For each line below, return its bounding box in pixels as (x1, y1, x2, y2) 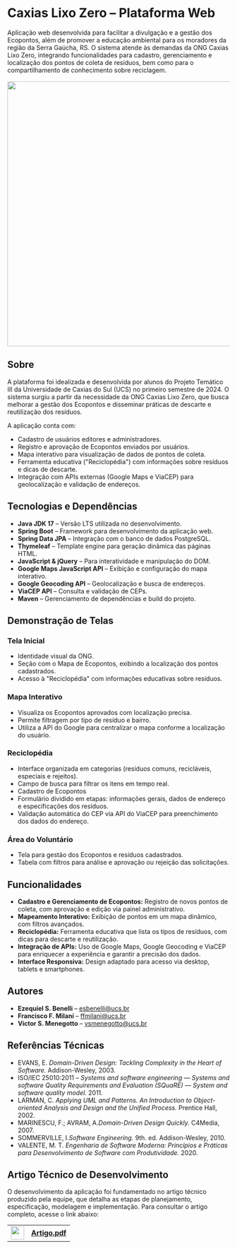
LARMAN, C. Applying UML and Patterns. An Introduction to (17, 1096, 193, 1104)
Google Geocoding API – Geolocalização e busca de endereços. (17, 579, 206, 588)
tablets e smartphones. (17, 964, 85, 973)
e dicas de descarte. (17, 465, 78, 473)
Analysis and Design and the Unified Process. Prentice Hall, (43, 1103, 217, 1112)
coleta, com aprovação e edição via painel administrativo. (17, 904, 186, 913)
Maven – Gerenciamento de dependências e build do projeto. (17, 594, 196, 603)
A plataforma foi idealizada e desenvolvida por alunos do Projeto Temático (7, 377, 224, 386)
